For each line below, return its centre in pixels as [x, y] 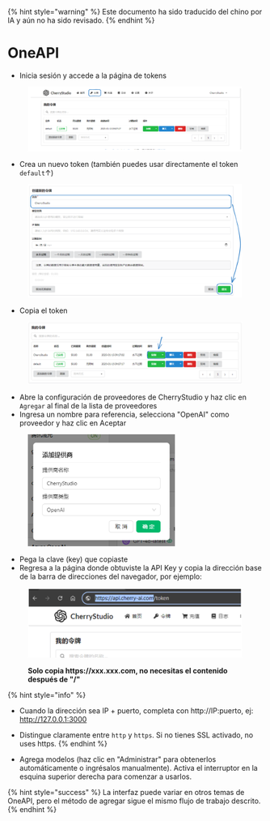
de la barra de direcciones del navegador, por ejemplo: [111, 576]
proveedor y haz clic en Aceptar [73, 423]
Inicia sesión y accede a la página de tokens [93, 75]
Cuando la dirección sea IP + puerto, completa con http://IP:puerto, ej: [136, 711]
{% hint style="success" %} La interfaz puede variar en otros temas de [126, 793]
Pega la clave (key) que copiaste [74, 559]
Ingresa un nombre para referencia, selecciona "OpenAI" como [124, 414]
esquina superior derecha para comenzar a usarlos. [105, 776]
